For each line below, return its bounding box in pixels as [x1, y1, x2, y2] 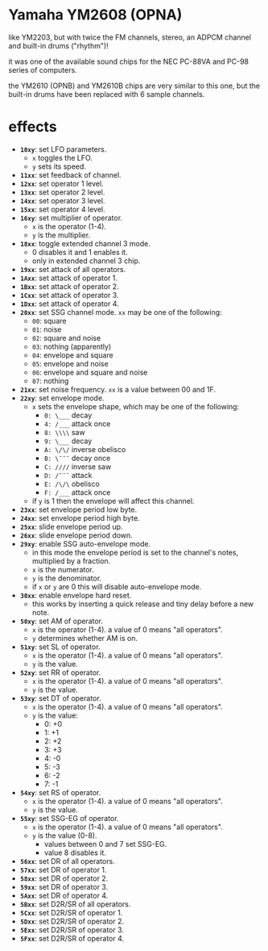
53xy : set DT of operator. [19, 693, 102, 703]
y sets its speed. [31, 161, 87, 171]
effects [8, 118, 58, 136]
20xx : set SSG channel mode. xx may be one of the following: [19, 307, 223, 316]
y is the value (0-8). [31, 830, 97, 840]
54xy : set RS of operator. [19, 787, 101, 797]
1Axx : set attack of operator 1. [19, 273, 118, 283]
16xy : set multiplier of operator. [19, 212, 123, 223]
